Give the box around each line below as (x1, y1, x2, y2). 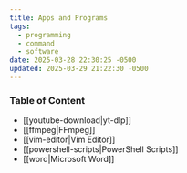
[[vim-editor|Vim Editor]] (22, 134, 116, 146)
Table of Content (9, 94, 86, 107)
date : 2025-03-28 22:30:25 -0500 (9, 56, 137, 65)
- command (17, 38, 55, 48)
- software (17, 47, 59, 56)
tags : (9, 22, 30, 31)
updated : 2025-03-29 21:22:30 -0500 (9, 65, 149, 74)
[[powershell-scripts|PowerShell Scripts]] (22, 144, 179, 155)
